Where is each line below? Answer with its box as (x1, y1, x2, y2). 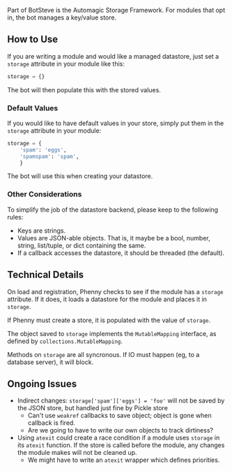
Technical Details (7, 269, 84, 281)
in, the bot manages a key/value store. (7, 13, 117, 22)
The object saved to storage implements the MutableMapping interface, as (7, 329, 217, 338)
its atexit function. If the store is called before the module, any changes (17, 441, 225, 449)
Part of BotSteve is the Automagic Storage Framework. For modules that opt (7, 6, 225, 14)
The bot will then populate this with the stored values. (7, 85, 162, 94)
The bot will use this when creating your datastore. (7, 172, 153, 180)
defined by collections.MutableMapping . (7, 337, 123, 345)
